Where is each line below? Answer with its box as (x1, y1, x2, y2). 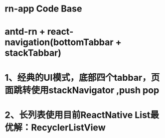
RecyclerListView (31, 121, 106, 133)
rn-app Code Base (5, 3, 82, 15)
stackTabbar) (5, 47, 62, 59)
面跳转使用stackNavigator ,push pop (5, 84, 159, 96)
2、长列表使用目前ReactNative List (5, 109, 151, 120)
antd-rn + (5, 26, 46, 38)
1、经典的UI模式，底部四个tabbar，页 (5, 72, 160, 83)
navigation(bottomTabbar (5, 37, 114, 48)
